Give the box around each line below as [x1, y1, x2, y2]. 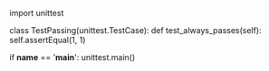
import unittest [9, 8, 64, 18]
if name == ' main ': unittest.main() [9, 52, 136, 62]
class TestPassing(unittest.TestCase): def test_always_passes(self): [9, 25, 262, 35]
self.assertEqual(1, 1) [9, 35, 86, 45]
